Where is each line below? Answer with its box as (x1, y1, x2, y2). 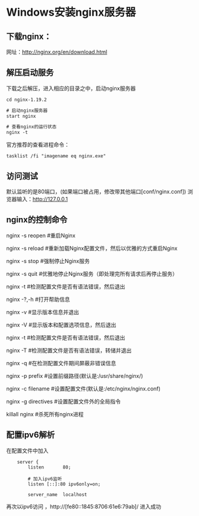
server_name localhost (28, 491, 87, 497)
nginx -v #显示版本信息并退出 (6, 308, 79, 315)
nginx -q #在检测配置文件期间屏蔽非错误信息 (6, 359, 116, 366)
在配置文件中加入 (6, 447, 49, 454)
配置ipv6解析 (6, 430, 55, 440)
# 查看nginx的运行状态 (6, 124, 57, 130)
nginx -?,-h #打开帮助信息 (6, 296, 70, 303)
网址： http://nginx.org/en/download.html (6, 49, 108, 55)
